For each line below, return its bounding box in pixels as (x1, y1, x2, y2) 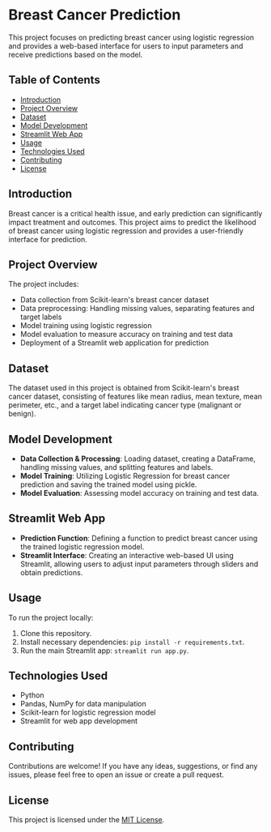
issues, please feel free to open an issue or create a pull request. (8, 770, 225, 779)
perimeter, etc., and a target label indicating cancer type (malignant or (8, 400, 242, 410)
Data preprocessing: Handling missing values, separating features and (19, 304, 255, 314)
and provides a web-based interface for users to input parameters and (8, 41, 243, 50)
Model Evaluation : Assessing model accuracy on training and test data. (19, 489, 259, 497)
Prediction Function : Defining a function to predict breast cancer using (19, 533, 258, 543)
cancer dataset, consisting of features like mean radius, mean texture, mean (8, 391, 263, 402)
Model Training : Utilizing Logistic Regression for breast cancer (19, 471, 231, 480)
